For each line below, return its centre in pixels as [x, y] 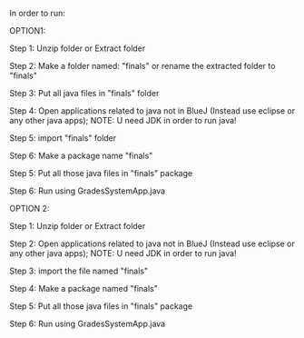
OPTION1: [28, 30]
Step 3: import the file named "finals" [78, 271]
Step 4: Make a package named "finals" [84, 288]
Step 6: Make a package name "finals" [81, 155]
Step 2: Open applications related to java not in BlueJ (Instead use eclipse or [152, 244]
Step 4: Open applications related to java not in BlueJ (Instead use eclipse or [152, 111]
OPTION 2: [29, 209]
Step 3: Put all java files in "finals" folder [84, 93]
